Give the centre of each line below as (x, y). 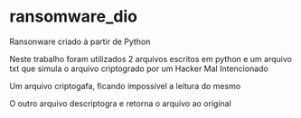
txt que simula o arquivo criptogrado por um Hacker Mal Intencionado (139, 68)
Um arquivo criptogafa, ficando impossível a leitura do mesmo (125, 86)
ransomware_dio (74, 17)
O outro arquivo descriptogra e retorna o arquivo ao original (121, 103)
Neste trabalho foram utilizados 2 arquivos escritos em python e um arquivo (150, 59)
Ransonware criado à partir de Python (80, 41)
